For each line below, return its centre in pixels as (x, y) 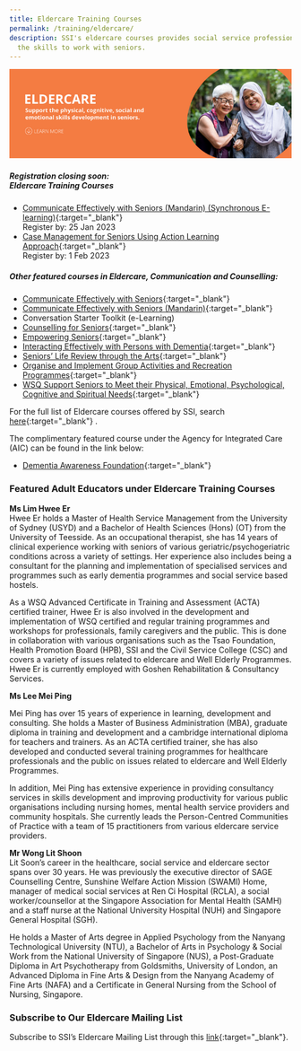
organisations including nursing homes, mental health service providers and (149, 807)
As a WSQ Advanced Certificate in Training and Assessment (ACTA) (135, 602)
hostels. (24, 584)
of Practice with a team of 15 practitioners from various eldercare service (144, 826)
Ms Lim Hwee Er (40, 508)
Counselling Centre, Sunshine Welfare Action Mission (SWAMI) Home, (138, 881)
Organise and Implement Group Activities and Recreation (127, 366)
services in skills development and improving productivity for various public (149, 797)
